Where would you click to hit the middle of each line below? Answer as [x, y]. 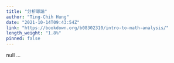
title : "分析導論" [27, 11]
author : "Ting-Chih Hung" [37, 17]
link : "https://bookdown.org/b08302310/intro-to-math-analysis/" [87, 28]
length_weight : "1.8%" [34, 33]
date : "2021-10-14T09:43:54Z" [43, 22]
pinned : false [23, 38]
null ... [13, 55]
